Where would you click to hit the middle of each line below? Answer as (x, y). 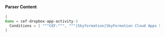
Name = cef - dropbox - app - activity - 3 (41, 22)
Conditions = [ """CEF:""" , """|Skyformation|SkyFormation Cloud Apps (83, 26)
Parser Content (21, 7)
